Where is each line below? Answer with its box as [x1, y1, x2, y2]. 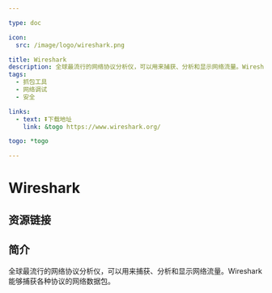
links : [8, 107, 31, 115]
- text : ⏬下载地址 [15, 115, 73, 123]
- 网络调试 [15, 86, 48, 94]
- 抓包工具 [15, 78, 48, 86]
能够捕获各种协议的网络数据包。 [8, 276, 115, 286]
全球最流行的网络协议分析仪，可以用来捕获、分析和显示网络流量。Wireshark [8, 266, 263, 275]
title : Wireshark [8, 56, 67, 64]
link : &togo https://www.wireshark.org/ [23, 123, 161, 131]
